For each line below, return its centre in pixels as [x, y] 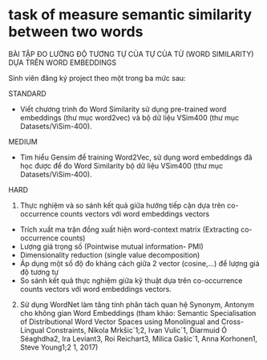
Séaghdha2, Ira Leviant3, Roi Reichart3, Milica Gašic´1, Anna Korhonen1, [139, 338]
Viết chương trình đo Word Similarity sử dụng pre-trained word [123, 109]
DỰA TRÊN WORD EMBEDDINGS [63, 63]
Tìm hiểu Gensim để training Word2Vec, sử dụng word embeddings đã [136, 157]
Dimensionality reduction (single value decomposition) [110, 255]
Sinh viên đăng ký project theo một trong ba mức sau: [97, 78]
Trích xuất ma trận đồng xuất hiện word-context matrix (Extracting [129, 229]
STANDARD [27, 93]
